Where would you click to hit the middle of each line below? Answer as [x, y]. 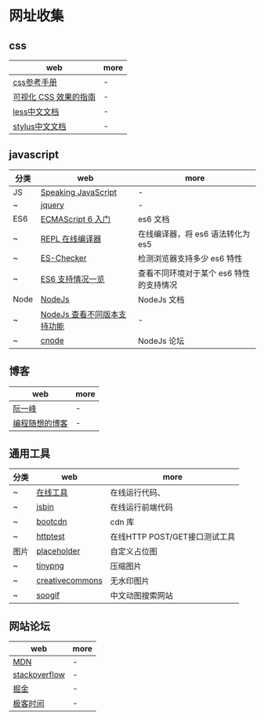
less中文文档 [36, 112]
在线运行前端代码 [141, 507]
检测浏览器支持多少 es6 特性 [190, 258]
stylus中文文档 [40, 126]
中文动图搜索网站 [141, 596]
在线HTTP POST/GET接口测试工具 [173, 537]
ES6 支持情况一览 [72, 279]
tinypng [51, 566]
